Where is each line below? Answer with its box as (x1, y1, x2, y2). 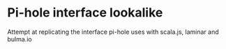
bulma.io (7, 35, 33, 43)
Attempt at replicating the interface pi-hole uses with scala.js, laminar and (7, 28, 219, 36)
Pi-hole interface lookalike (7, 5, 163, 21)
